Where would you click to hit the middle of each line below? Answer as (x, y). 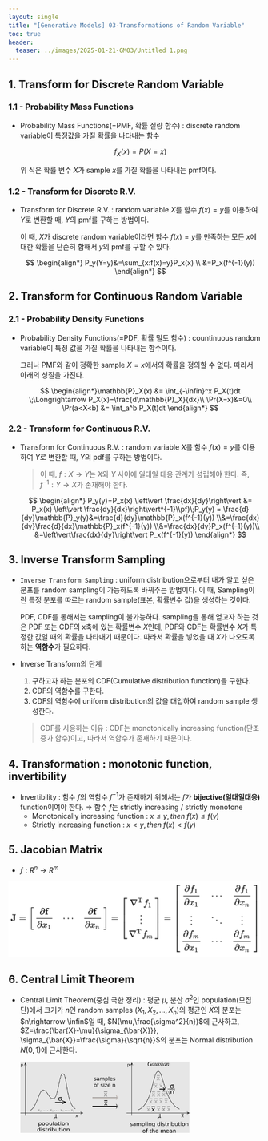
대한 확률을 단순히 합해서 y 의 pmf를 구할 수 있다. (96, 246)
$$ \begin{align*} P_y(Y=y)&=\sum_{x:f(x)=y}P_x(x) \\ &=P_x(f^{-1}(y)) (140, 262)
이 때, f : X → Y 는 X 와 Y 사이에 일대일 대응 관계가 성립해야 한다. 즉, (144, 474)
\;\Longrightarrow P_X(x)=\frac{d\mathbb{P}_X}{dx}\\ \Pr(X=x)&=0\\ (140, 399)
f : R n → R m (39, 869)
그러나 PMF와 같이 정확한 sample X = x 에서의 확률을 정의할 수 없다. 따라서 (136, 365)
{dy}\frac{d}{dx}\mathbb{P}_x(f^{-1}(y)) (87, 526)
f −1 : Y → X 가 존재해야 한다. (84, 483)
